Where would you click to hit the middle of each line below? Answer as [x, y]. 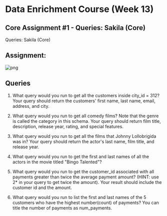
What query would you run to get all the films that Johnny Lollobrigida [84, 136]
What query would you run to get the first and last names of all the [80, 156]
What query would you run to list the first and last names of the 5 [79, 197]
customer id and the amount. [42, 187]
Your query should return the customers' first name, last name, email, [84, 101]
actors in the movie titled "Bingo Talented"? [57, 162]
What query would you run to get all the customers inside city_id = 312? [86, 95]
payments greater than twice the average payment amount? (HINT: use [85, 177]
